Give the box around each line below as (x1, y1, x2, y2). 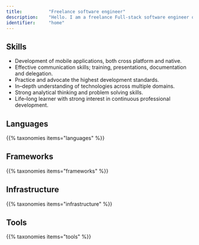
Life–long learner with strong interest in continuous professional (14, 96, 171, 103)
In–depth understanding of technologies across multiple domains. (14, 82, 175, 90)
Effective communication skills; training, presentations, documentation (14, 63, 187, 71)
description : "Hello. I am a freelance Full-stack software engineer (6, 14, 190, 20)
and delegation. (14, 70, 53, 77)
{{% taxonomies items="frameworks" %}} (6, 167, 108, 174)
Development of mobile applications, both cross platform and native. (14, 58, 182, 65)
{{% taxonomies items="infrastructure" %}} (6, 200, 113, 208)
